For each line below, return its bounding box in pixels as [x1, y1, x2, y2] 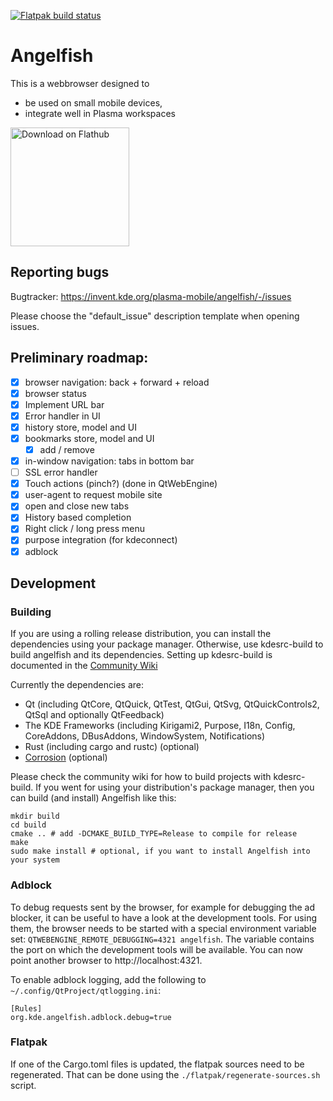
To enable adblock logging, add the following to [10, 973, 207, 985]
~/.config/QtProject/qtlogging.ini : [10, 984, 162, 996]
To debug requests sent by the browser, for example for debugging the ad [10, 901, 316, 913]
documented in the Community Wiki [10, 660, 158, 672]
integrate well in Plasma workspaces [24, 107, 176, 119]
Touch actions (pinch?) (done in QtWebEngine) [24, 478, 218, 490]
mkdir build [10, 811, 60, 822]
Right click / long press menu [24, 523, 145, 535]
